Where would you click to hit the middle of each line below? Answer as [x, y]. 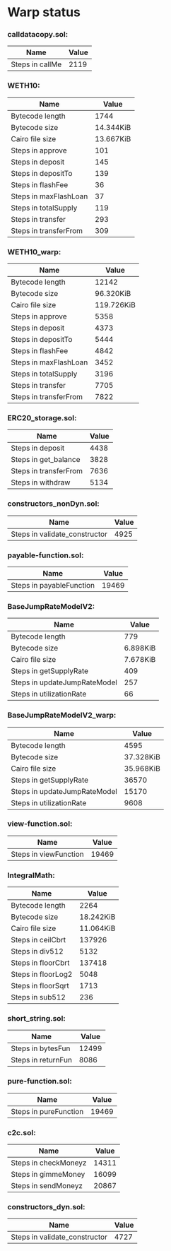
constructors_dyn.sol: [47, 1206]
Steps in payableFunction [53, 585]
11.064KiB [97, 928]
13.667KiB [113, 138]
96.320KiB [113, 294]
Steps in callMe [36, 64]
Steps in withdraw [41, 482]
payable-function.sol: [46, 555]
